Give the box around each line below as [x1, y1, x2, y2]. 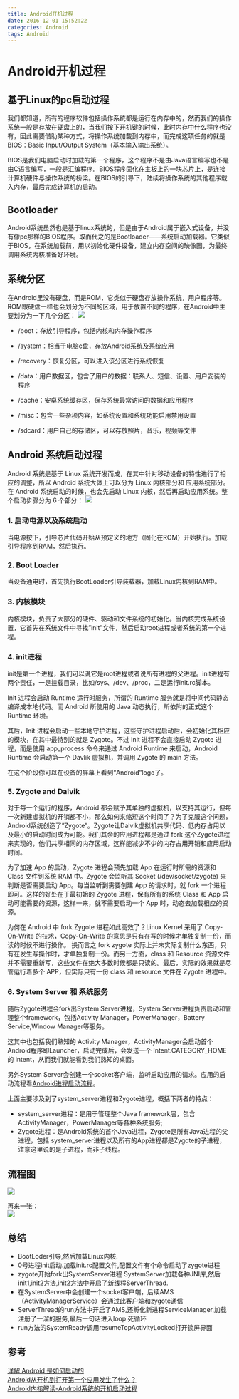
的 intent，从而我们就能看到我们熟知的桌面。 [7, 1055, 139, 1064]
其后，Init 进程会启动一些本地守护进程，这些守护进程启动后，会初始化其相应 [7, 726, 230, 735]
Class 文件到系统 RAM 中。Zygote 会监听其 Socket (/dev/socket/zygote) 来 [7, 872, 227, 881]
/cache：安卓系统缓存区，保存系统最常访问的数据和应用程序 [17, 396, 194, 404]
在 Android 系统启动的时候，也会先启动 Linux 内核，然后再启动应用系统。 [7, 487, 222, 495]
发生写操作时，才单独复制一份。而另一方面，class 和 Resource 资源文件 [19, 949, 230, 959]
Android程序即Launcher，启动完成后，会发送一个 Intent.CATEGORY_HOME [7, 1046, 228, 1055]
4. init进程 [7, 651, 43, 661]
